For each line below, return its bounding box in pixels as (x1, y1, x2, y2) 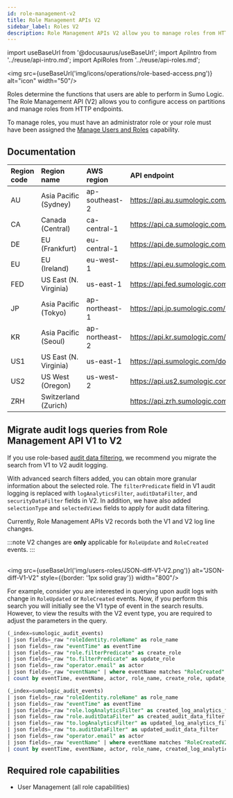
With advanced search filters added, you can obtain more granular (7, 474, 198, 483)
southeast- (86, 196, 123, 205)
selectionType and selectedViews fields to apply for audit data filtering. (7, 503, 210, 512)
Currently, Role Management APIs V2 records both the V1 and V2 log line (7, 517, 215, 526)
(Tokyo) (41, 308, 67, 318)
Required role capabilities (7, 765, 120, 777)
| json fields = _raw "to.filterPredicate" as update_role (7, 656, 175, 663)
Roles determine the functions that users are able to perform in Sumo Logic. (7, 90, 224, 98)
